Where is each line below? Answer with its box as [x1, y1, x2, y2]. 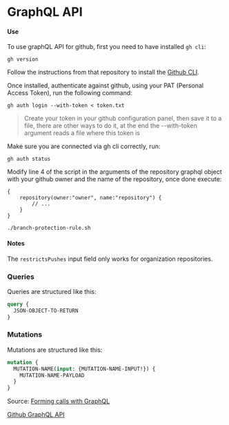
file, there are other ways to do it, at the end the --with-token [23, 121, 198, 130]
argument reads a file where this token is [23, 129, 140, 137]
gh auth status [7, 156, 51, 163]
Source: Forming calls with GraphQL [7, 397, 110, 406]
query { [7, 301, 30, 308]
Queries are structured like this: [7, 287, 97, 295]
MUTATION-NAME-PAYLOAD [19, 372, 85, 379]
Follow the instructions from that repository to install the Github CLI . [7, 68, 200, 77]
